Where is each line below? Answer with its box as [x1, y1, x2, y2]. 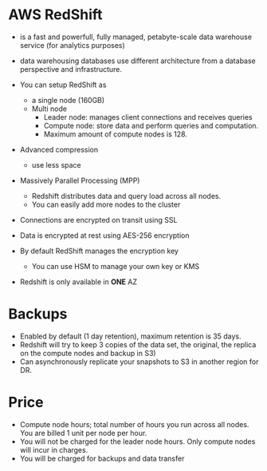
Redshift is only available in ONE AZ [19, 277, 138, 287]
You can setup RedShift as [19, 80, 107, 89]
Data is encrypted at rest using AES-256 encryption [19, 230, 190, 240]
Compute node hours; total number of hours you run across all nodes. [19, 419, 249, 429]
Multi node [31, 104, 68, 113]
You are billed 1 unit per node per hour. [19, 428, 147, 437]
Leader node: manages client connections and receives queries [43, 112, 253, 121]
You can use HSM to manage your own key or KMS [31, 261, 200, 271]
